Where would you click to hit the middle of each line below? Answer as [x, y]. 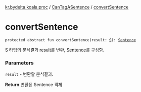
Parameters [19, 62]
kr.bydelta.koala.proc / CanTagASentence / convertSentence [67, 7]
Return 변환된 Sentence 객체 [34, 85]
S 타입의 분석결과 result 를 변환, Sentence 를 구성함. [55, 50]
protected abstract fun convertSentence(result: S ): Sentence [70, 40]
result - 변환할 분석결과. [29, 74]
